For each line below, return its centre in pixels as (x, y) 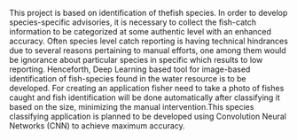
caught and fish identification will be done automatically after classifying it (145, 97)
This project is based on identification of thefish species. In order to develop (148, 13)
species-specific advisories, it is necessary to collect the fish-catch (133, 22)
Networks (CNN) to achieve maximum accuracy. (98, 126)
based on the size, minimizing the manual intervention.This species (132, 107)
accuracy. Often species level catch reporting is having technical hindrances (148, 41)
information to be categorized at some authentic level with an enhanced (141, 31)
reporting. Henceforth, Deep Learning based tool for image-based (130, 69)
